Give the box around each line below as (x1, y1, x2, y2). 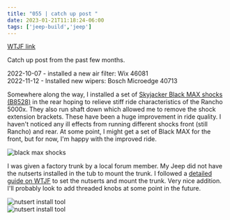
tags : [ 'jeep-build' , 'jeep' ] (7, 23, 92, 30)
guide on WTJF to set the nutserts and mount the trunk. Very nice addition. (7, 177, 222, 185)
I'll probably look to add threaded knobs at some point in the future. (7, 184, 201, 193)
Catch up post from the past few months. (7, 56, 125, 64)
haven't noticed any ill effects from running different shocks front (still (7, 120, 208, 129)
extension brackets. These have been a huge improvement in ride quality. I (7, 112, 222, 121)
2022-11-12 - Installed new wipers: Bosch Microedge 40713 (7, 77, 178, 85)
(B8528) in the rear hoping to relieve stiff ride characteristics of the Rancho (7, 98, 223, 106)
